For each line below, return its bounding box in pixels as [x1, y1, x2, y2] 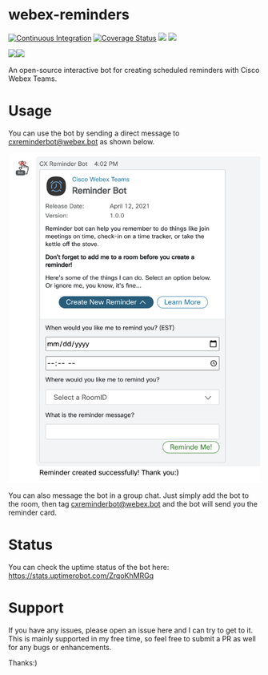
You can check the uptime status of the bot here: [8, 563, 170, 572]
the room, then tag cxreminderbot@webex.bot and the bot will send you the [8, 499, 258, 509]
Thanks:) [8, 658, 38, 668]
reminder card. [8, 507, 58, 518]
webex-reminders [8, 6, 130, 24]
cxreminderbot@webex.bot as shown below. [8, 136, 155, 146]
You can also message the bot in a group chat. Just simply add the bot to [8, 491, 250, 500]
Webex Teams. [8, 74, 58, 83]
